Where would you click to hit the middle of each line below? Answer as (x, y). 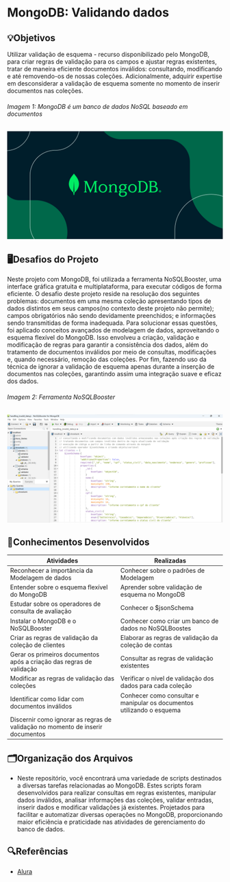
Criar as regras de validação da (54, 637)
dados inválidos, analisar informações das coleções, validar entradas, (115, 800)
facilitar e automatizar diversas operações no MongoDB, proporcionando (120, 815)
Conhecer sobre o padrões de (163, 570)
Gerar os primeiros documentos (55, 654)
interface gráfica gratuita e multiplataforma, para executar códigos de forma (115, 286)
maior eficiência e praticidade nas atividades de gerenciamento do (111, 822)
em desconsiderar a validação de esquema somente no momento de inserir (114, 83)
